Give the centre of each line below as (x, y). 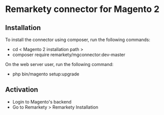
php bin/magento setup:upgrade (46, 74)
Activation (22, 90)
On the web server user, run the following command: (59, 64)
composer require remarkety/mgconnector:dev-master (69, 54)
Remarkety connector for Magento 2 (82, 9)
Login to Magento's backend (42, 101)
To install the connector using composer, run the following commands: (78, 39)
